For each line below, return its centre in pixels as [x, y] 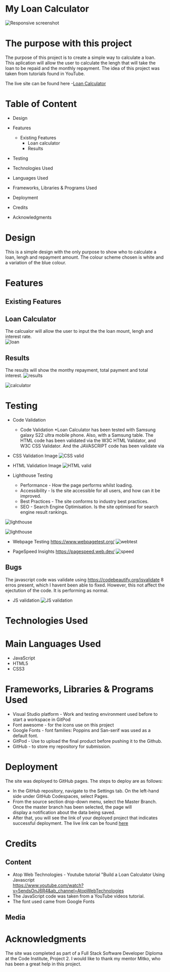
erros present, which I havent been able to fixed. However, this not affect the [85, 585]
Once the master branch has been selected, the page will [72, 807]
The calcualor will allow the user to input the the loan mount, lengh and [79, 331]
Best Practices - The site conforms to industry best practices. [84, 501]
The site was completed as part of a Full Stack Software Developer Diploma [84, 953]
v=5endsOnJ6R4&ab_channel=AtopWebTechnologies [68, 890]
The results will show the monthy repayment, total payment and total [77, 370]
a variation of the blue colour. [36, 262]
